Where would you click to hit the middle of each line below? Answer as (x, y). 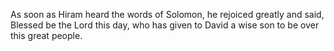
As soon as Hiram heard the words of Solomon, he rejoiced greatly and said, (167, 14)
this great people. (46, 35)
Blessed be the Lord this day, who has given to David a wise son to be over (165, 25)
